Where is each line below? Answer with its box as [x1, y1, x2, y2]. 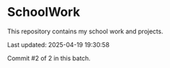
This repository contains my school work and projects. [7, 27, 164, 35]
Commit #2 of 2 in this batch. [7, 53, 91, 62]
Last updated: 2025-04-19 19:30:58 [7, 40, 110, 49]
